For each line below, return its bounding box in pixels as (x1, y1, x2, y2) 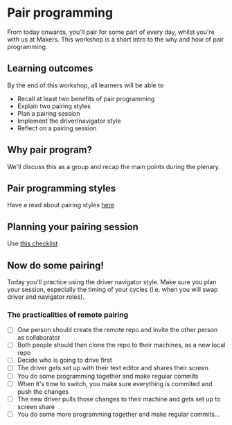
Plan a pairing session (17, 109, 80, 117)
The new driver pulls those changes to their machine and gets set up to (17, 394, 221, 403)
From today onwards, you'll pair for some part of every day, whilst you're (7, 28, 215, 36)
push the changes (17, 387, 69, 396)
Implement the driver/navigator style (17, 116, 121, 125)
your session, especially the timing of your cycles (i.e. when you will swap (7, 286, 218, 293)
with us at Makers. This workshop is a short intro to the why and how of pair (7, 35, 224, 43)
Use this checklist (7, 239, 58, 248)
